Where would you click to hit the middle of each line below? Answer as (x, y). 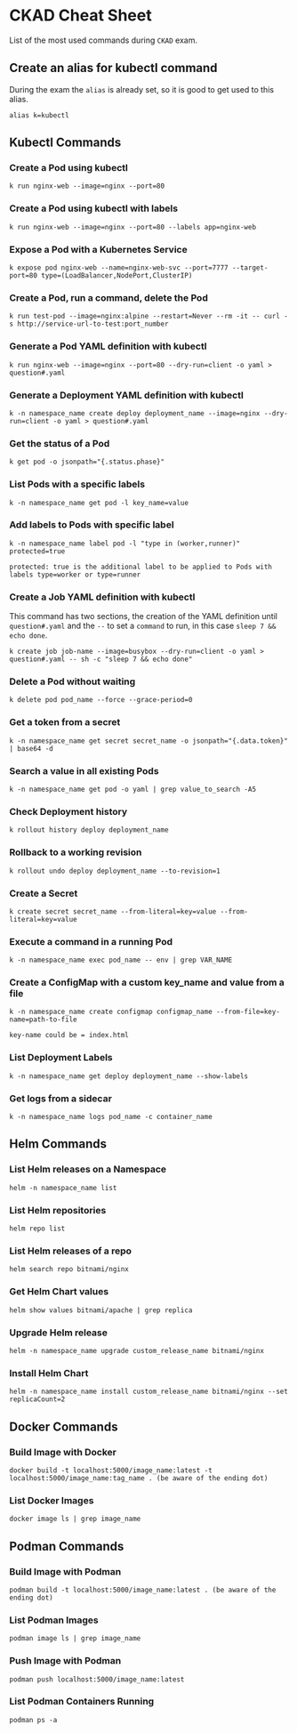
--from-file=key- (248, 1012)
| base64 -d (31, 748)
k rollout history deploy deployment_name (89, 830)
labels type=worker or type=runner (75, 575)
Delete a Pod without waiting (72, 681)
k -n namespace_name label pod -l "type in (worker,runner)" (125, 544)
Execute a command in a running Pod (91, 941)
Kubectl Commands (65, 143)
